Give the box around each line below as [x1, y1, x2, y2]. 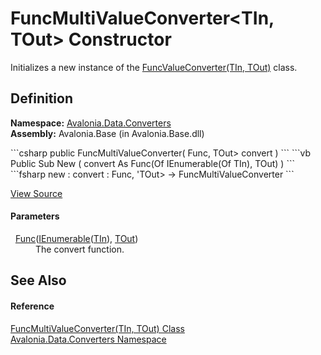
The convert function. [35, 243, 125, 255]
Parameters [10, 210, 60, 222]
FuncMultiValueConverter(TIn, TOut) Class [10, 322, 185, 334]
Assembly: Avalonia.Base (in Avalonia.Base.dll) [10, 127, 205, 139]
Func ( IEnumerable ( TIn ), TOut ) [14, 232, 139, 244]
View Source [10, 187, 63, 199]
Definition [10, 90, 73, 107]
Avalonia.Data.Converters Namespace [10, 333, 167, 345]
